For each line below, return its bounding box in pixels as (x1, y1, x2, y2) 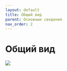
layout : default (5, 7, 40, 13)
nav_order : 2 (5, 21, 33, 27)
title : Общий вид (5, 12, 42, 17)
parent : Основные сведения (5, 17, 62, 22)
